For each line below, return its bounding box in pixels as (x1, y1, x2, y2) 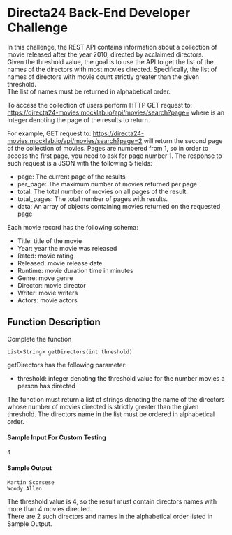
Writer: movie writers (17, 288, 78, 297)
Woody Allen (7, 485, 42, 492)
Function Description (7, 316, 101, 328)
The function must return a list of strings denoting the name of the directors (7, 395, 225, 403)
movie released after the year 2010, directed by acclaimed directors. (7, 50, 204, 59)
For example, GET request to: (7, 129, 92, 138)
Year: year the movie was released (17, 244, 117, 252)
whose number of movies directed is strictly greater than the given (7, 402, 199, 411)
